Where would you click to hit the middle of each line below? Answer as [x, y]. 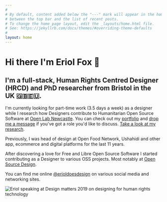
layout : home [19, 38]
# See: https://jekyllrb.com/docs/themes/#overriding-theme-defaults [79, 28]
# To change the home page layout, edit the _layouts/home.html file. [80, 24]
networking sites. [23, 179]
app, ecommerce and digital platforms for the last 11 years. [65, 144]
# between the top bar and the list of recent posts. [62, 19]
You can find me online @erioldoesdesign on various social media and [77, 174]
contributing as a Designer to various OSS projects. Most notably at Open [80, 159]
